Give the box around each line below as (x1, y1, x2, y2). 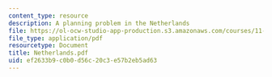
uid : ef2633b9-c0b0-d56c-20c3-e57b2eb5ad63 (8, 57, 158, 65)
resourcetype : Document (8, 42, 89, 50)
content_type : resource (8, 11, 89, 20)
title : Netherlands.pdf (8, 49, 89, 57)
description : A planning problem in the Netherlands (8, 19, 190, 27)
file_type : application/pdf (8, 34, 104, 43)
